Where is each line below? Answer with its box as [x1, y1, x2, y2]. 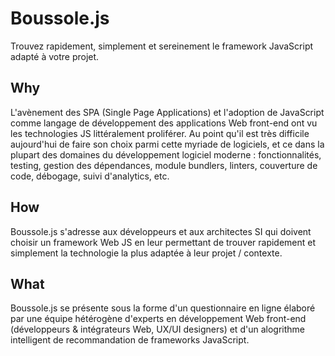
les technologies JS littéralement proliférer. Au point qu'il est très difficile [10, 127, 310, 139]
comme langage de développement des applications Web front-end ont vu [10, 117, 318, 129]
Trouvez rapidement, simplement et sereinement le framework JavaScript [10, 40, 314, 52]
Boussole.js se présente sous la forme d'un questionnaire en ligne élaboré [10, 302, 316, 314]
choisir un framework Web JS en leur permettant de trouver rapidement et [10, 236, 317, 248]
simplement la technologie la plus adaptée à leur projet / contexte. [10, 247, 283, 259]
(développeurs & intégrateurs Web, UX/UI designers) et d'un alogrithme [10, 323, 305, 336]
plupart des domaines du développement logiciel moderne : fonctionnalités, [10, 148, 322, 161]
